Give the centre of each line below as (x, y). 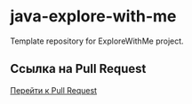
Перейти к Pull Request (53, 90)
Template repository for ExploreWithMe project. (97, 41)
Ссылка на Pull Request (78, 69)
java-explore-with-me (93, 16)
